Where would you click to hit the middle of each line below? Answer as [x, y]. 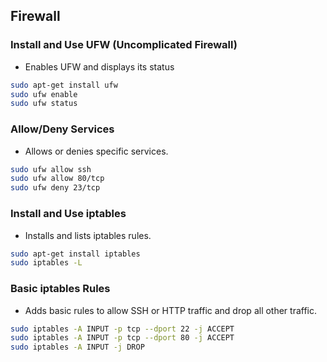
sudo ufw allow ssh [51, 169]
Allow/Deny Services [62, 129]
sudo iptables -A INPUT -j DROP [77, 347]
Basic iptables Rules [60, 289]
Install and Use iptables [68, 214]
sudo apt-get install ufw [64, 85]
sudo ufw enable [44, 94]
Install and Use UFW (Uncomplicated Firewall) [124, 45]
